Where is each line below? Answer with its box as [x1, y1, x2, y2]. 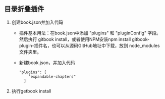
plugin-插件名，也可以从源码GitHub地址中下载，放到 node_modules [19, 42, 160, 48]
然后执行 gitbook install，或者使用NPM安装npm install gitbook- [19, 36, 150, 42]
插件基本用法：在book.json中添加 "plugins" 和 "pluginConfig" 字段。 [19, 30, 161, 36]
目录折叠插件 [4, 5, 44, 14]
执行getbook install [11, 88, 51, 94]
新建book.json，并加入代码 [19, 60, 76, 66]
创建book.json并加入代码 [11, 19, 64, 25]
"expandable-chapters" [28, 74, 76, 79]
